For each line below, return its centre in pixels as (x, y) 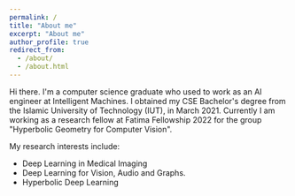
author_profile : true (49, 42)
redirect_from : (37, 50)
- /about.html (43, 67)
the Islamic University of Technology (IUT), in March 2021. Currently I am (142, 110)
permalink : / (33, 17)
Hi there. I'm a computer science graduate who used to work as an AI (136, 91)
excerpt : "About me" (47, 34)
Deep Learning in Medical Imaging (85, 163)
